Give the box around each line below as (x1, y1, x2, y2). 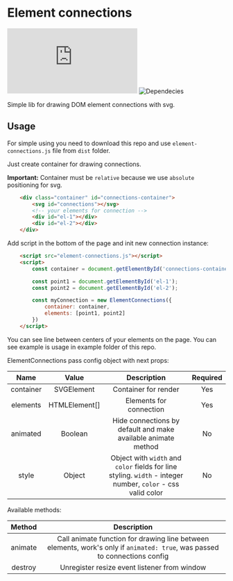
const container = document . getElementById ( (32, 265, 163, 272)
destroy (11, 562, 37, 572)
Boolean (60, 429, 88, 439)
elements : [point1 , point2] (44, 310, 126, 317)
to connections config (97, 551, 169, 561)
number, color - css (112, 479, 180, 489)
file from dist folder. (52, 146, 111, 154)
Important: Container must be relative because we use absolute (7, 173, 195, 181)
